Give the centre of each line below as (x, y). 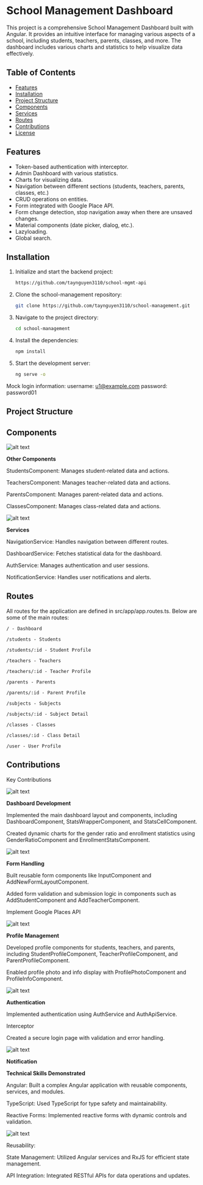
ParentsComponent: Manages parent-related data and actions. (85, 494)
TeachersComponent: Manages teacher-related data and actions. (88, 482)
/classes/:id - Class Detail (43, 735)
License (25, 132)
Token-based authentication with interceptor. (72, 167)
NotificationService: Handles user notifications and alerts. (79, 577)
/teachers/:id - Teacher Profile (49, 671)
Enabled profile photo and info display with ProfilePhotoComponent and (96, 972)
